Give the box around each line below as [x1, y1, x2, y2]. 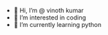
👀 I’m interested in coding [13, 13, 87, 22]
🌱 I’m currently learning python [13, 21, 102, 28]
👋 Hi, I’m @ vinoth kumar [13, 7, 84, 14]
